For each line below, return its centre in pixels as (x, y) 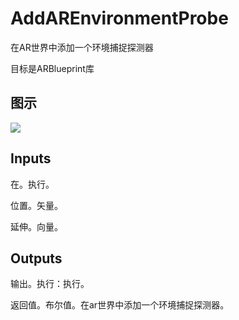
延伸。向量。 (36, 226)
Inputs (31, 158)
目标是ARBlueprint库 (52, 68)
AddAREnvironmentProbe (119, 18)
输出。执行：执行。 (50, 284)
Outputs (36, 258)
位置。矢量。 (36, 205)
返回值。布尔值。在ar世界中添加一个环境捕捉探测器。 (120, 305)
